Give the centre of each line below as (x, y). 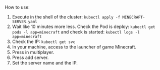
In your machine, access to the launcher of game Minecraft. (74, 47)
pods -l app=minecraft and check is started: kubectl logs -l (76, 32)
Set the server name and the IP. (45, 63)
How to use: (17, 7)
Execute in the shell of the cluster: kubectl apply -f (66, 17)
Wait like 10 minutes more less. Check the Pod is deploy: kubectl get (84, 26)
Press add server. (30, 57)
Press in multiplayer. (33, 52)
